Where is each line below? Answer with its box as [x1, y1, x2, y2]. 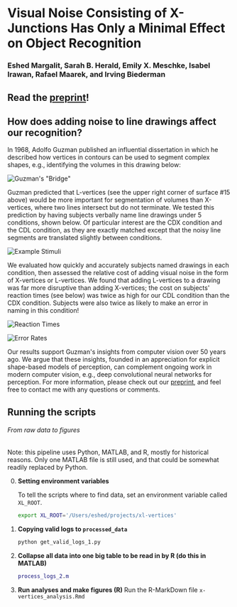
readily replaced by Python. [7, 463, 88, 471]
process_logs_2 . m [17, 572, 70, 580]
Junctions [7, 20, 68, 36]
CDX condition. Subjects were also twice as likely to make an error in [7, 299, 209, 307]
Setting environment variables [17, 476, 109, 485]
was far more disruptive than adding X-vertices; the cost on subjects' [7, 284, 210, 292]
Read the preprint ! [7, 91, 90, 104]
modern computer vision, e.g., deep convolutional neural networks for [7, 370, 212, 379]
